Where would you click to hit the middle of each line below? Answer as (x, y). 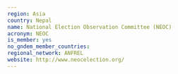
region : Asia (26, 14)
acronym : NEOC (28, 33)
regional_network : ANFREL (45, 54)
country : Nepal (30, 20)
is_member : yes (30, 40)
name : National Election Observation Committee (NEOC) (90, 27)
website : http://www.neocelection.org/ (66, 60)
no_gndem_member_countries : (49, 47)
